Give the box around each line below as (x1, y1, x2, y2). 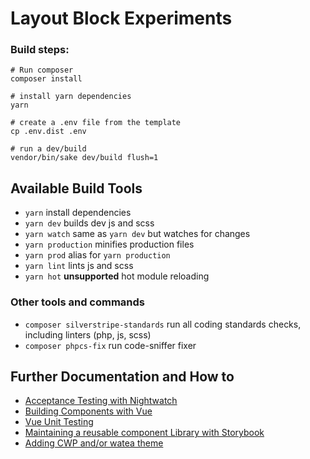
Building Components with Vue (24, 405, 153, 417)
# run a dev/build (10, 144, 87, 154)
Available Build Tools (10, 180, 143, 197)
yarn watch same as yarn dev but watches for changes (24, 228, 251, 240)
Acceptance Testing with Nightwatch (24, 395, 178, 407)
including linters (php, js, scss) (24, 328, 152, 341)
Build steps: (10, 43, 70, 57)
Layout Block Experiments (10, 7, 233, 30)
